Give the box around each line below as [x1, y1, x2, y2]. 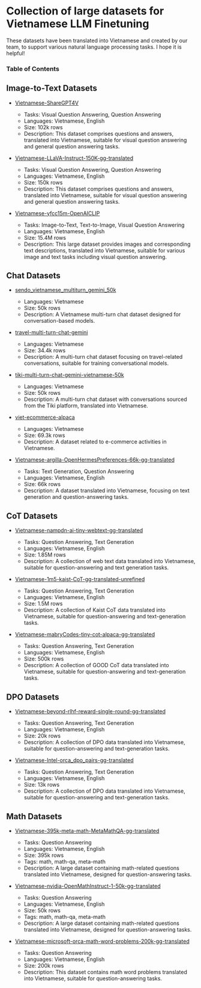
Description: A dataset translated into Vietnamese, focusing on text [23, 487, 190, 494]
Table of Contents [6, 64, 60, 73]
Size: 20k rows [23, 732, 61, 740]
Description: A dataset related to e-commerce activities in [23, 438, 167, 445]
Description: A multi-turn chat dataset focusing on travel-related [23, 353, 183, 361]
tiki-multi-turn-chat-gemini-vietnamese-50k [14, 371, 124, 379]
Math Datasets [6, 811, 62, 822]
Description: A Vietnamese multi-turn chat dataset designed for [23, 311, 181, 318]
